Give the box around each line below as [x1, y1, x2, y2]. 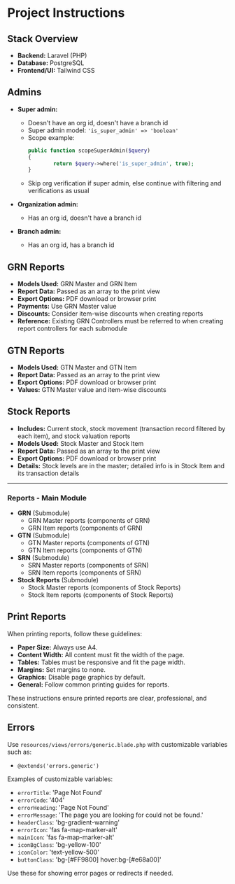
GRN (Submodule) [17, 509, 71, 517]
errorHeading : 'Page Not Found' [17, 803, 110, 811]
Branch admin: [17, 227, 62, 236]
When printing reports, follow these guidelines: [7, 629, 142, 638]
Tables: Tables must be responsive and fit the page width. [17, 658, 185, 666]
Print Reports [7, 611, 66, 623]
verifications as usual [27, 187, 90, 195]
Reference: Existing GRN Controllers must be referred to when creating [17, 317, 224, 325]
